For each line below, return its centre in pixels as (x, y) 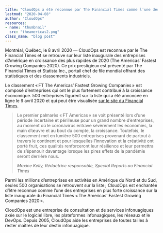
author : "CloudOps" (25, 18)
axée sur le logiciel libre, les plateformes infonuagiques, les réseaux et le (78, 215)
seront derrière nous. (38, 156)
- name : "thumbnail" (26, 28)
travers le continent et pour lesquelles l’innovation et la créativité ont (85, 141)
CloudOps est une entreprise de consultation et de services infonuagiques (79, 210)
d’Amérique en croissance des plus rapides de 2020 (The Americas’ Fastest (81, 60)
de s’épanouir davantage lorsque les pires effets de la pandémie (81, 151)
